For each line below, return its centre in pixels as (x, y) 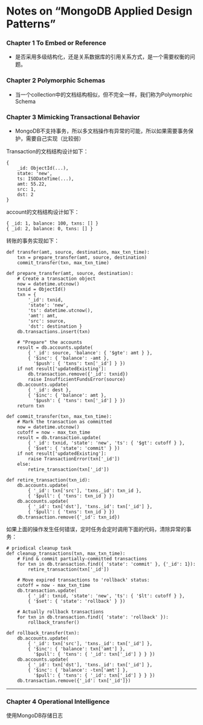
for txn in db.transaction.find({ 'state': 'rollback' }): (93, 617)
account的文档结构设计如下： (43, 212)
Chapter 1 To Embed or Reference (56, 43)
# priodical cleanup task (39, 548)
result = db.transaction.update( (59, 438)
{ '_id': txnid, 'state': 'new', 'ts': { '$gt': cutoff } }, (107, 443)
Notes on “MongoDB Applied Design (99, 11)
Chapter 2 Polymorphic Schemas (56, 81)
